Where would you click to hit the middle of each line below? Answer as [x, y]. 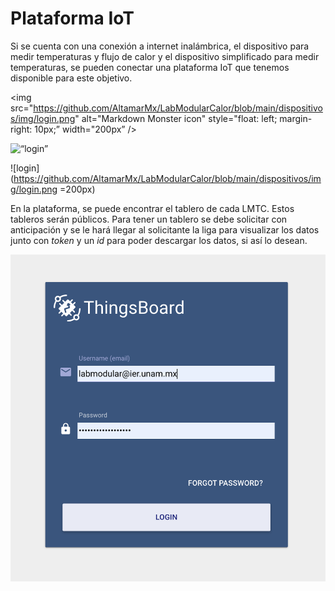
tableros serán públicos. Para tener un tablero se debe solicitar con [149, 219]
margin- [296, 118]
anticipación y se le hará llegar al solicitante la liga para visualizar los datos [165, 229]
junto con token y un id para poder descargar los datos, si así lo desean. [159, 240]
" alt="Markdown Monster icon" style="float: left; [176, 118]
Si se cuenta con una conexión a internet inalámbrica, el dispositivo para [160, 46]
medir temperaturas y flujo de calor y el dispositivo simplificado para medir [165, 56]
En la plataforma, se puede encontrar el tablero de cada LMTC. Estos [152, 208]
